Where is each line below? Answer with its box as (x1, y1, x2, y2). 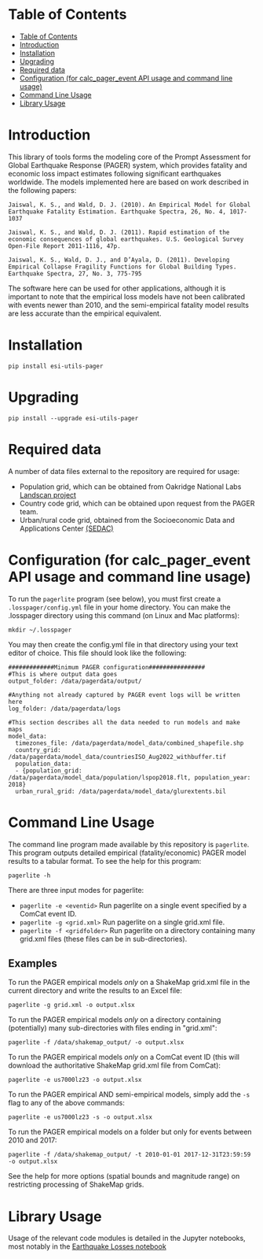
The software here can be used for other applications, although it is (8, 283, 226, 293)
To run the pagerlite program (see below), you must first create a (8, 594, 221, 603)
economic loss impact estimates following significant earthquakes (8, 168, 221, 178)
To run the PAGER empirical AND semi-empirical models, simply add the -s (8, 1090, 250, 1099)
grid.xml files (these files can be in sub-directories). (19, 934, 188, 943)
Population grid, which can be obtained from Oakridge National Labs (19, 482, 242, 491)
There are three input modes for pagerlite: (8, 885, 144, 894)
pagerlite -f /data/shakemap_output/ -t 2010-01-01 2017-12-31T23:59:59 (8, 1151, 251, 1159)
